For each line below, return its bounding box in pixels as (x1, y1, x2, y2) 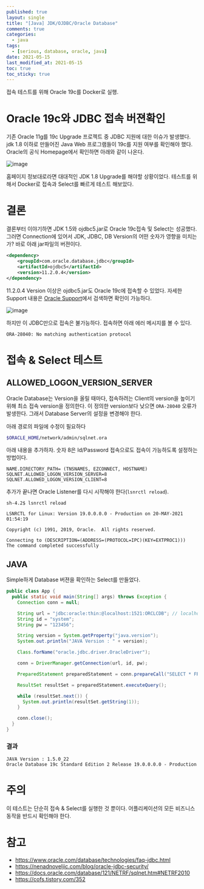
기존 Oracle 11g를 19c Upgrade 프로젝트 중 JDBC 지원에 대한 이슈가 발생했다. (6, 133, 191, 140)
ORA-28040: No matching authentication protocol (6, 331, 132, 337)
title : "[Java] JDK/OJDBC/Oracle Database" (6, 20, 118, 26)
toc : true (6, 65, 32, 72)
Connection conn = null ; (17, 599, 80, 606)
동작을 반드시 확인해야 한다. (6, 813, 72, 820)
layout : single (6, 15, 45, 21)
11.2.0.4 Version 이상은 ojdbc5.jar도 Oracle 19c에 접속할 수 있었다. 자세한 (6, 286, 182, 294)
